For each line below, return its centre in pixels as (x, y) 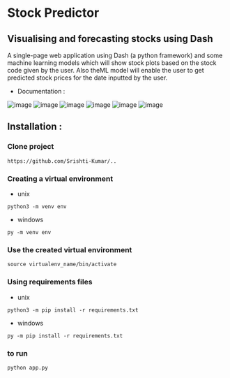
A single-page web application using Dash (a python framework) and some (115, 55)
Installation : (35, 127)
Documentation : (41, 91)
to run (17, 353)
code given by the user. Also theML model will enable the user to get (106, 70)
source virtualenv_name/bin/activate (62, 264)
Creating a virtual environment (60, 178)
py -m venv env (29, 232)
